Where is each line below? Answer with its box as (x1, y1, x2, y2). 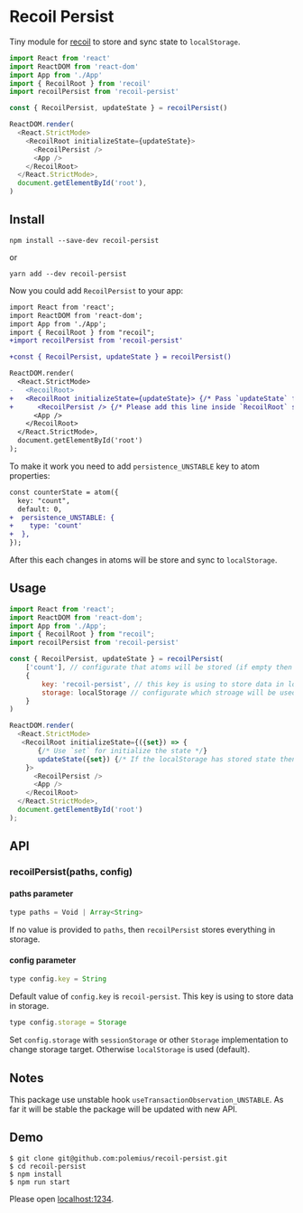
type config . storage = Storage (9, 1018, 127, 1027)
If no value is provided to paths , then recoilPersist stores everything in (9, 924, 276, 936)
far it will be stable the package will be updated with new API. (9, 1104, 238, 1115)
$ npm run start (9, 1177, 70, 1187)
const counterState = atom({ (9, 488, 119, 497)
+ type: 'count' (9, 521, 83, 530)
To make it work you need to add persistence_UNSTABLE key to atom (9, 461, 260, 471)
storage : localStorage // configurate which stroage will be (41, 688, 277, 697)
